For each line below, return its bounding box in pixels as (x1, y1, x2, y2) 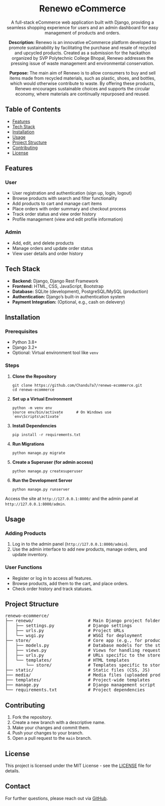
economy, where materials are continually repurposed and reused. (15, 91, 150, 97)
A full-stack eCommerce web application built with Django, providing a (11, 19, 154, 25)
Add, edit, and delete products (12, 240, 74, 246)
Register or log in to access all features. (12, 575, 92, 581)
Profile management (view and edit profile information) (12, 216, 123, 222)
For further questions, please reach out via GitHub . (5, 795, 108, 801)
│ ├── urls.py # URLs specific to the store (5, 652, 161, 658)
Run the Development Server (12, 477, 73, 483)
